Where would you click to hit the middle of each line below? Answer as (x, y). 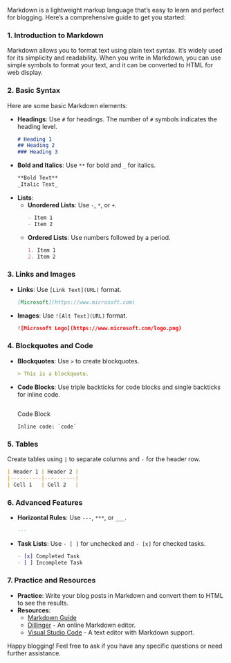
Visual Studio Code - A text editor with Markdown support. (111, 632)
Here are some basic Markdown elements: (67, 105)
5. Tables (23, 444)
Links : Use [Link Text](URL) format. (69, 289)
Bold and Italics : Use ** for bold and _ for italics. (86, 165)
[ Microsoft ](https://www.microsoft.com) (76, 302)
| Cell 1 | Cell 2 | (43, 485)
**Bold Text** (37, 178)
